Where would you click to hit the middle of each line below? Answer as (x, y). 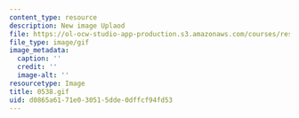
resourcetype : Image (48, 83)
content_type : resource (53, 17)
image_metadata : (39, 51)
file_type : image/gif (49, 42)
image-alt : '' (43, 75)
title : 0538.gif (39, 91)
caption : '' (40, 59)
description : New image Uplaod (67, 26)
